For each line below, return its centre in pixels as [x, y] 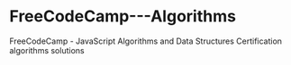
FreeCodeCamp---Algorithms [123, 16]
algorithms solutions [47, 50]
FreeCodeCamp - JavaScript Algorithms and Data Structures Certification [145, 41]
